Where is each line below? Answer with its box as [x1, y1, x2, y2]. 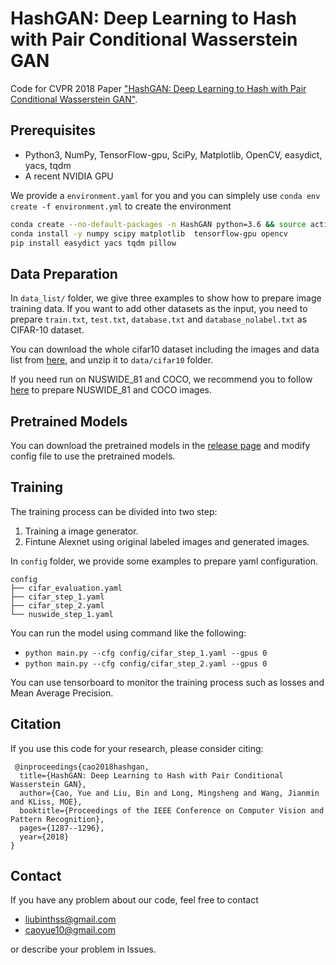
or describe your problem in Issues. [10, 943, 157, 956]
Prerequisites [10, 122, 96, 139]
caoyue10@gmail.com [24, 924, 116, 936]
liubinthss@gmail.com [24, 913, 117, 926]
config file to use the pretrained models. [10, 450, 176, 462]
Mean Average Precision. [10, 687, 114, 699]
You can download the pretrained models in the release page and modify [10, 440, 311, 451]
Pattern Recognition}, [10, 814, 105, 824]
